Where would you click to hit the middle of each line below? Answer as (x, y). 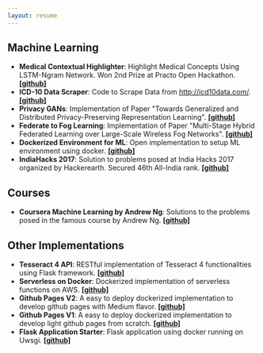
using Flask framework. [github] (71, 273)
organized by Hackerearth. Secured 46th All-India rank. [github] (124, 168)
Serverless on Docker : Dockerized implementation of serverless (124, 282)
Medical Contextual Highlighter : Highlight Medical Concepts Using (129, 67)
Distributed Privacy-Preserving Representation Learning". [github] (127, 117)
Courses (29, 192)
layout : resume (32, 15)
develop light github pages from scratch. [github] (100, 324)
